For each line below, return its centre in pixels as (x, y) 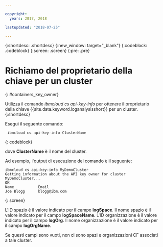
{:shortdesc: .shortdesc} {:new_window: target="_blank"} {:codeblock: (76, 46)
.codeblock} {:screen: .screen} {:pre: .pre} (47, 51)
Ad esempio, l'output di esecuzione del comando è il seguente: (69, 161)
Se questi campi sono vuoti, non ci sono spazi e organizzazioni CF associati (81, 235)
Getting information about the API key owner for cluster (65, 174)
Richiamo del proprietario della (69, 70)
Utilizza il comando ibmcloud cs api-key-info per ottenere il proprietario (77, 104)
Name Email (27, 187)
